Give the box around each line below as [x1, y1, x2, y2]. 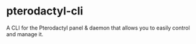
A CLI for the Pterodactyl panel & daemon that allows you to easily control [6, 24, 191, 31]
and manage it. [6, 30, 44, 37]
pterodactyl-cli [6, 4, 83, 18]
